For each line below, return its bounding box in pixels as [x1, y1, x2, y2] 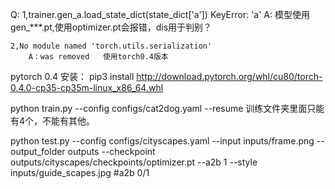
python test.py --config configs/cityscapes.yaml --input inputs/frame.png [10, 135, 315, 147]
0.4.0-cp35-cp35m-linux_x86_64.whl [10, 82, 164, 93]
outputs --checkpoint [67, 146, 156, 157]
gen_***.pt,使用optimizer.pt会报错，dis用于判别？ [10, 21, 213, 33]
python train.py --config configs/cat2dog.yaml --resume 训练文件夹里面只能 [10, 103, 325, 114]
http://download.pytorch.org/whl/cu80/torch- [136, 71, 323, 82]
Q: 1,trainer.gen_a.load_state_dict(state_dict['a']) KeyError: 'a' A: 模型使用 [10, 9, 310, 20]
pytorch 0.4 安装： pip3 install [10, 71, 135, 82]
